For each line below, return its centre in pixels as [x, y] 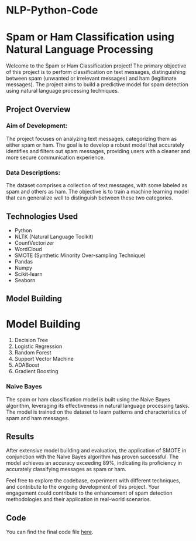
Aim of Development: [37, 126]
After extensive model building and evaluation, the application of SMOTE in [96, 451]
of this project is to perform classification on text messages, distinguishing [96, 72]
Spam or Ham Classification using [90, 37]
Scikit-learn [28, 274]
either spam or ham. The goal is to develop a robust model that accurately [95, 145]
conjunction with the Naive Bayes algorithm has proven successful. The [92, 457]
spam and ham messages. [38, 418]
